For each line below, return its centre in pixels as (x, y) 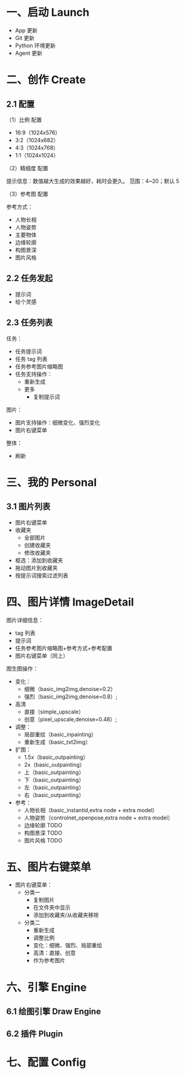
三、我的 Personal (51, 482)
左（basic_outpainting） (54, 787)
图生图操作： (22, 668)
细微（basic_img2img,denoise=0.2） (70, 689)
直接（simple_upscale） (54, 712)
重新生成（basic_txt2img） (57, 742)
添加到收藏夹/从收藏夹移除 (66, 915)
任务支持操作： (34, 374)
